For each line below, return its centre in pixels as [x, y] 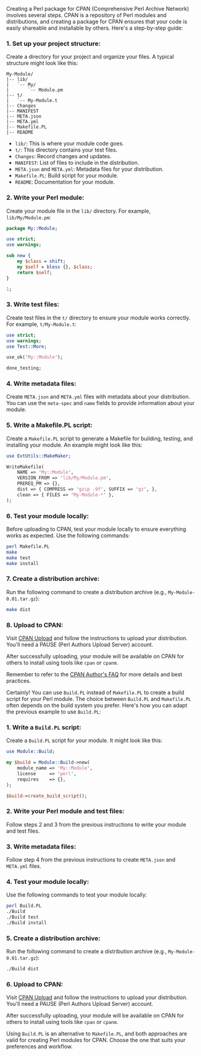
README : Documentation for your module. [65, 182]
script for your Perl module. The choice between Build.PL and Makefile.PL [99, 699]
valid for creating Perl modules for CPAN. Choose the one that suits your [96, 1040]
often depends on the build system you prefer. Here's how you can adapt [97, 705]
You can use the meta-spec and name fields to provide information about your [100, 403]
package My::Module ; [32, 228]
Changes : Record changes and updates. [63, 156]
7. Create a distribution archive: [53, 579]
